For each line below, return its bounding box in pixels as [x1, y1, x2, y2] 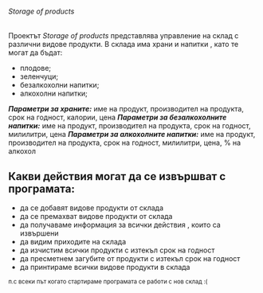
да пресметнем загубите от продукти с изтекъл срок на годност [19, 254, 241, 264]
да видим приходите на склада [19, 237, 126, 247]
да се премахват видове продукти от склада [19, 212, 173, 221]
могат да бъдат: [8, 48, 63, 57]
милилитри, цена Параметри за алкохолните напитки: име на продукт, [8, 130, 256, 139]
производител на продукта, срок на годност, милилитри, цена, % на [8, 138, 241, 147]
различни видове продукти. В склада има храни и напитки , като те [8, 40, 239, 49]
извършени [19, 229, 59, 238]
